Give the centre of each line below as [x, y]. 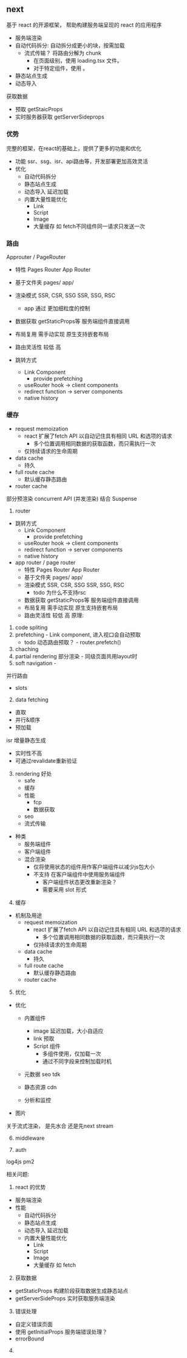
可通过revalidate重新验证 [46, 760]
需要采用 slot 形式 [64, 889]
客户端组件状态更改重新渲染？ [80, 882]
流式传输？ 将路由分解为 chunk [63, 53]
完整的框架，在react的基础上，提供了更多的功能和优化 [74, 148]
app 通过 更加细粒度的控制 [57, 308]
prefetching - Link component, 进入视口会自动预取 [78, 635]
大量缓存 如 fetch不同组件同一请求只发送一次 [89, 226]
